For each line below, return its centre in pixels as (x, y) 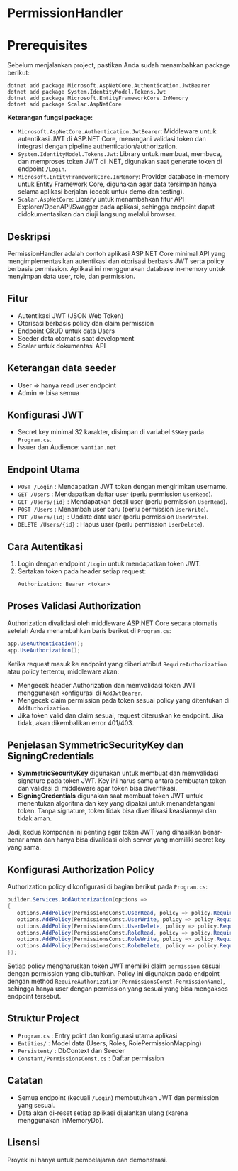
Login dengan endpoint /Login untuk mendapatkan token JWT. (109, 563)
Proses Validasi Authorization (74, 606)
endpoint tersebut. (34, 996)
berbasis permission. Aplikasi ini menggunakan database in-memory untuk (117, 268)
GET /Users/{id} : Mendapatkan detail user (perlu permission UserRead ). (123, 502)
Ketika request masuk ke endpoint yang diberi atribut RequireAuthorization (117, 664)
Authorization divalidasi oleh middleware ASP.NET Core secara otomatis (113, 623)
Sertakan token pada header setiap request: (82, 571)
